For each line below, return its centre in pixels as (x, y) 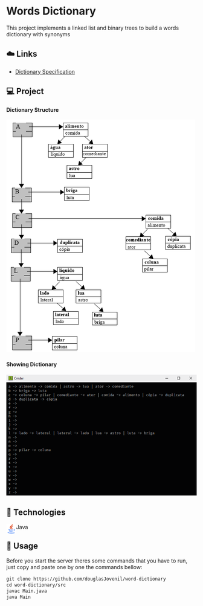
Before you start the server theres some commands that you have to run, (97, 561)
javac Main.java (27, 591)
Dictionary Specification (45, 71)
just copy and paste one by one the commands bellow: (74, 567)
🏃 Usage (22, 546)
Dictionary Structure (33, 109)
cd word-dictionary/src (36, 585)
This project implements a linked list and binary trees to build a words (93, 28)
